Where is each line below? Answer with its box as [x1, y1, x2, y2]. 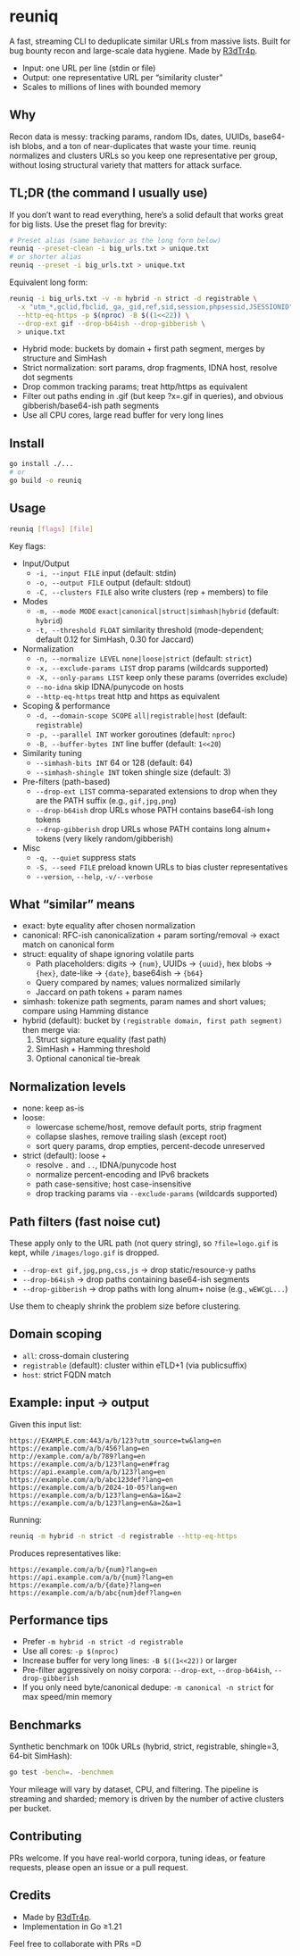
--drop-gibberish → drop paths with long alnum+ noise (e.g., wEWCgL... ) [21, 1284, 288, 1294]
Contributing [9, 1828, 82, 1844]
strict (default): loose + [21, 1150, 107, 1161]
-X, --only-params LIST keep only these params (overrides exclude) [35, 671, 288, 682]
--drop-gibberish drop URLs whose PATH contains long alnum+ [35, 823, 271, 834]
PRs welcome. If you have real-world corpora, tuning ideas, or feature [9, 1852, 266, 1863]
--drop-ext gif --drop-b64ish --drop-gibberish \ [17, 319, 205, 328]
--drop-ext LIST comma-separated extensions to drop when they [35, 786, 278, 796]
